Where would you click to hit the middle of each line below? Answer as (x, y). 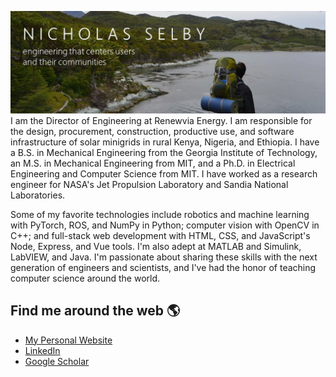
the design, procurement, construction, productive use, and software (152, 131)
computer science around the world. (85, 278)
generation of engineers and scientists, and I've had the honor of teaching (163, 267)
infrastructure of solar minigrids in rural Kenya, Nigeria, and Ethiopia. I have (165, 142)
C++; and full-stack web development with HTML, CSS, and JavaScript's (160, 235)
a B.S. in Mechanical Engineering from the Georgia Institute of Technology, (164, 152)
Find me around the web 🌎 (95, 311)
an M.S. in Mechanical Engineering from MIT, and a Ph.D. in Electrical (153, 163)
